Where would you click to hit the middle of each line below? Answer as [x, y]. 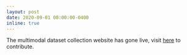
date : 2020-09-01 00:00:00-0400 [48, 18]
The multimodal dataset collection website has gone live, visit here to [93, 40]
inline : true [23, 23]
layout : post [23, 12]
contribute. [20, 47]
